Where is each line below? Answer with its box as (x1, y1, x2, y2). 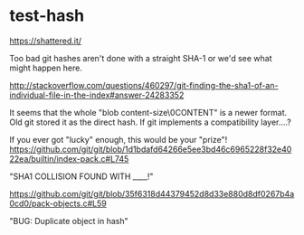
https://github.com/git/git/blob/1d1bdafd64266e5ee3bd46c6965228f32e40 (9, 144, 292, 155)
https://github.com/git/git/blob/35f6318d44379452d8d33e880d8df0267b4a (9, 188, 295, 199)
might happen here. (9, 62, 83, 73)
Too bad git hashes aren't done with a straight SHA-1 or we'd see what (9, 52, 272, 63)
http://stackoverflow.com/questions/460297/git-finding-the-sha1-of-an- (9, 80, 279, 90)
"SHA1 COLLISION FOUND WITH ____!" (9, 171, 154, 182)
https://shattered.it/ (9, 35, 82, 46)
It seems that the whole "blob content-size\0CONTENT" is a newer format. (9, 107, 288, 117)
